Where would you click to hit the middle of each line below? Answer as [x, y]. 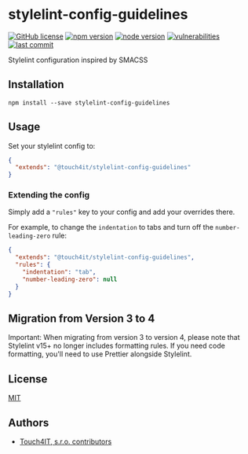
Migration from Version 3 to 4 [82, 319]
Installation [36, 85]
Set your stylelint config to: [52, 146]
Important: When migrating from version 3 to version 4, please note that [124, 338]
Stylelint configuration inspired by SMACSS [78, 60]
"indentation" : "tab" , [59, 272]
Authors [29, 423]
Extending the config [49, 195]
